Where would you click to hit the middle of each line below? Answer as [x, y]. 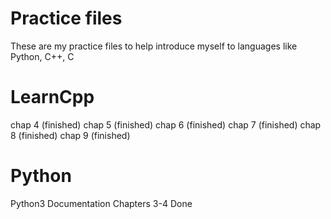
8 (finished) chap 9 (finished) [70, 135]
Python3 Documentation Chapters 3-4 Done [101, 203]
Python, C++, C [42, 56]
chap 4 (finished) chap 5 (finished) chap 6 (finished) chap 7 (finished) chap [166, 124]
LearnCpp [52, 97]
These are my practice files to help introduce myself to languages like [154, 46]
